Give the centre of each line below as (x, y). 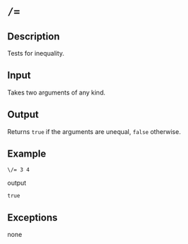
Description (33, 36)
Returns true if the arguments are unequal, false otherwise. (94, 131)
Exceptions (32, 218)
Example (27, 154)
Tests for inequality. (36, 53)
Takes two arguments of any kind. (56, 92)
